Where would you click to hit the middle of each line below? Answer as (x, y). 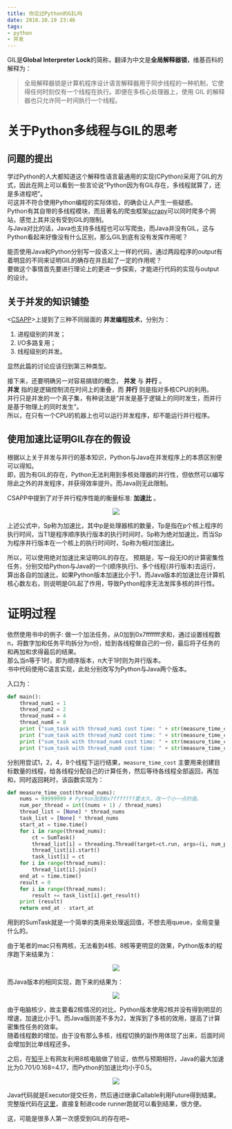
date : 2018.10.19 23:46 (41, 20)
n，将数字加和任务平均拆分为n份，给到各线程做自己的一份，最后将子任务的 (114, 643)
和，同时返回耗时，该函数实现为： (56, 779)
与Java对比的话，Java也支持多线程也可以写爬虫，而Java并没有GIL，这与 (111, 228)
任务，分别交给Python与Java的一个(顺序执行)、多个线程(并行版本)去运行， (113, 566)
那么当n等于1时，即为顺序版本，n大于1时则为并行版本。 (86, 660)
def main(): (24, 697)
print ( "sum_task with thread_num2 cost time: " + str (100, 735)
